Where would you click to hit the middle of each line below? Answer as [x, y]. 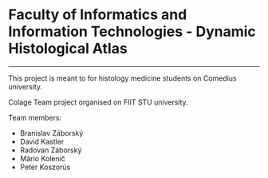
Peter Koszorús [45, 167]
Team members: [35, 117]
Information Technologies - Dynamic [132, 32]
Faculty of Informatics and [98, 15]
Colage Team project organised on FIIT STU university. [99, 102]
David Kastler [42, 141]
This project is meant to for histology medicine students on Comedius [122, 78]
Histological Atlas [68, 49]
